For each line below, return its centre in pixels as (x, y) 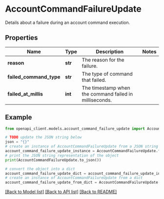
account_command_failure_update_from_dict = (51, 182)
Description (110, 51)
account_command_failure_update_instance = (50, 151)
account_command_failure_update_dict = (46, 173)
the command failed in (107, 94)
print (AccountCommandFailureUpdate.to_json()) (53, 160)
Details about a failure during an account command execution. (68, 22)
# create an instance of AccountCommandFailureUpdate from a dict (74, 178)
